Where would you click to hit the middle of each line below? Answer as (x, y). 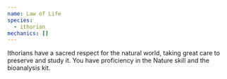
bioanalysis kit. (29, 68)
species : (20, 20)
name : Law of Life (34, 14)
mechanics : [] (28, 33)
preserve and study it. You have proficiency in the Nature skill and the (109, 61)
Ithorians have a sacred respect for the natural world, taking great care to (114, 53)
